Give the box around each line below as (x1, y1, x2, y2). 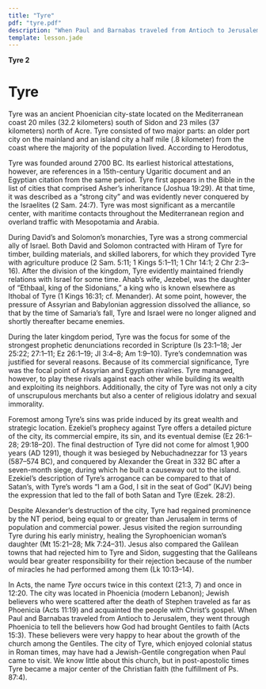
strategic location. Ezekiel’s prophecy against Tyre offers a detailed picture (8, 423, 252, 432)
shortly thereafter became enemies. (8, 317, 125, 326)
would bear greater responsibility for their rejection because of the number (8, 556, 253, 566)
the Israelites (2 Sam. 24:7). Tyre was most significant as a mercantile (8, 200, 236, 210)
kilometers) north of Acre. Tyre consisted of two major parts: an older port (8, 126, 250, 135)
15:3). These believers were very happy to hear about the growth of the (8, 630, 241, 640)
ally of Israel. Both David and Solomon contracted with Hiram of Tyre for (8, 241, 243, 250)
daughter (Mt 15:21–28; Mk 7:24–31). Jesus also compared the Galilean (8, 539, 239, 549)
